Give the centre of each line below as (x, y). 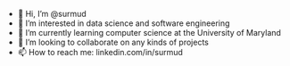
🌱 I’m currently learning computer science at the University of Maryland (149, 33)
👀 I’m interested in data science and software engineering (124, 23)
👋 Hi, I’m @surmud (52, 14)
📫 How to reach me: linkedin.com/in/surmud (100, 52)
